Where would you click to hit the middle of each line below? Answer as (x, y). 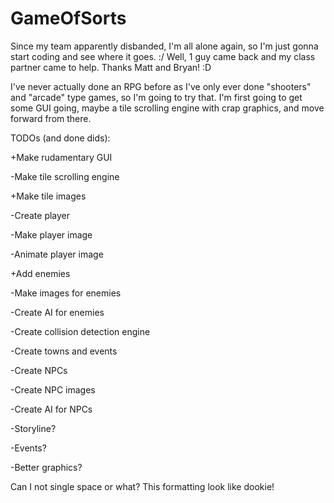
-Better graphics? (46, 467)
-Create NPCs (39, 370)
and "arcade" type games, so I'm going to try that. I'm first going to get (156, 97)
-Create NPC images (53, 389)
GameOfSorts (68, 18)
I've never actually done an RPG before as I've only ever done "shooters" (161, 86)
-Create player (40, 215)
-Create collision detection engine (80, 331)
